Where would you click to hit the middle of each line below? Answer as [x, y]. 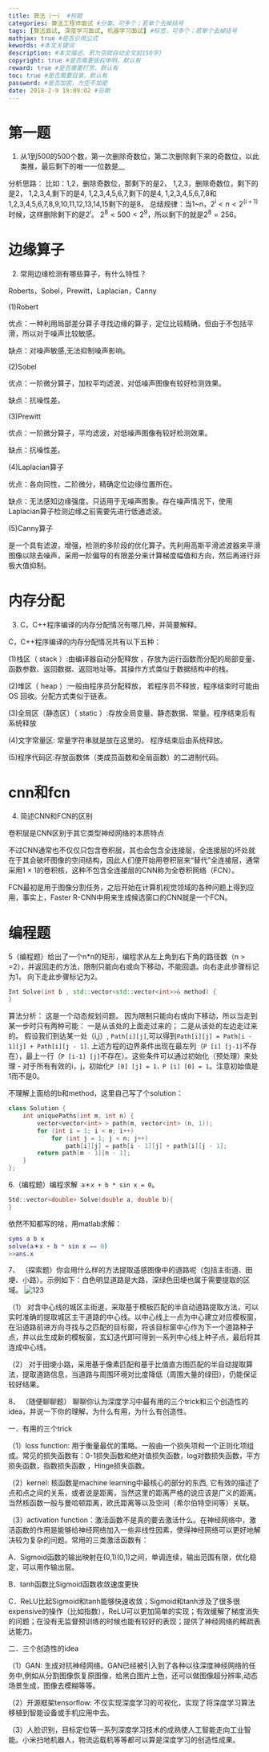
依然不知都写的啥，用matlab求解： [65, 1223]
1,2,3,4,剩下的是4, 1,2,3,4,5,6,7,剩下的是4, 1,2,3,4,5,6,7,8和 [122, 194]
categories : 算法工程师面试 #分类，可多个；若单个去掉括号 [96, 23]
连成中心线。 [29, 1347]
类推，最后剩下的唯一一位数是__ [72, 166]
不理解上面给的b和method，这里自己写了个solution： [96, 1093]
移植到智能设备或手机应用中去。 [61, 1713]
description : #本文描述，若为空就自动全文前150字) [85, 53]
